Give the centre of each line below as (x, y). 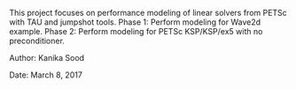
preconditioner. (37, 41)
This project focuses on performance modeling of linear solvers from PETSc (148, 13)
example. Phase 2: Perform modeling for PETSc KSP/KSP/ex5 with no (136, 31)
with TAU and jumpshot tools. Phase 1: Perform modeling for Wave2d (135, 22)
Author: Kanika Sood (47, 58)
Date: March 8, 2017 (46, 75)
